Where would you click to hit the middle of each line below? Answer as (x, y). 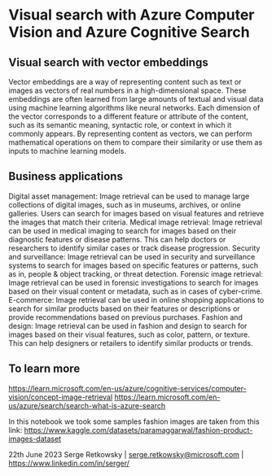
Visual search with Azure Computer (132, 15)
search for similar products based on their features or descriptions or (124, 308)
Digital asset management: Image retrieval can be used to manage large (129, 196)
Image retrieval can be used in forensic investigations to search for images (134, 282)
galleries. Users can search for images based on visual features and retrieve (136, 213)
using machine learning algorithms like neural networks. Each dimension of (134, 108)
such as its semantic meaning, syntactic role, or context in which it (120, 125)
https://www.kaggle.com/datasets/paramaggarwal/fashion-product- (138, 430)
